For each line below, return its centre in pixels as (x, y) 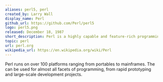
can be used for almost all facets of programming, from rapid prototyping (78, 69)
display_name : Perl (25, 18)
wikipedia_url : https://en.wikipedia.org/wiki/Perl (58, 50)
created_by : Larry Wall (29, 14)
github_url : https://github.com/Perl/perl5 (50, 23)
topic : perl (17, 41)
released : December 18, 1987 (34, 32)
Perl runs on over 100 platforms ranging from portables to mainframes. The (80, 64)
